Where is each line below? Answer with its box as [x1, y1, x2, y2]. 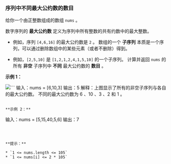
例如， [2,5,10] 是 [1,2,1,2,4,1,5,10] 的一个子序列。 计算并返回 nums [12, 57, 161, 63]
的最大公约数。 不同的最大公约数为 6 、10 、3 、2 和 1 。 [5, 91, 125, 97]
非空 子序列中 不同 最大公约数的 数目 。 [23, 63, 106, 69]
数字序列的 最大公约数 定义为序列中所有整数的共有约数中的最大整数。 [5, 28, 152, 34]
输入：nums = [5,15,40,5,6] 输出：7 [5, 117, 80, 123]
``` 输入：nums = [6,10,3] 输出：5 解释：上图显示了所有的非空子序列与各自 [10, 85, 166, 91]
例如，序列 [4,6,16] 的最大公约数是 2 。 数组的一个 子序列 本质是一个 [12, 39, 160, 45]
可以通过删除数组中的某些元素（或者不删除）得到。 [22, 45, 130, 52]
